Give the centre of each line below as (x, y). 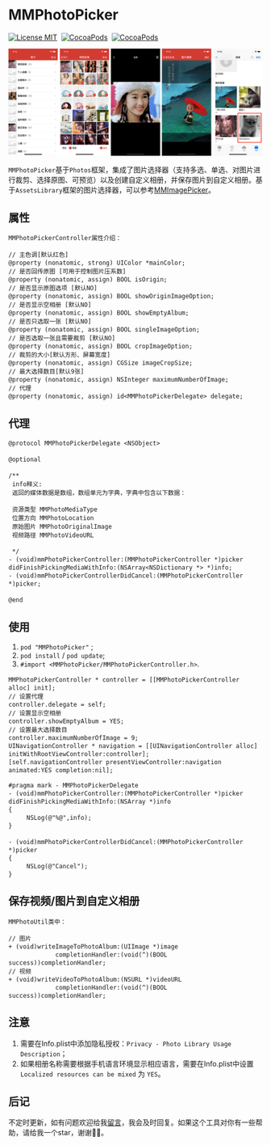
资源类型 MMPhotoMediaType (55, 510)
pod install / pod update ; (63, 656)
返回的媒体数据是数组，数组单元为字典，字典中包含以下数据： (99, 493)
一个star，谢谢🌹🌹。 (76, 1133)
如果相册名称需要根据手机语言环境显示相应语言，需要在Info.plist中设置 (137, 1063)
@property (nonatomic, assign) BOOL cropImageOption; (101, 346)
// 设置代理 (26, 697)
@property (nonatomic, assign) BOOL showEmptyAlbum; (99, 313)
